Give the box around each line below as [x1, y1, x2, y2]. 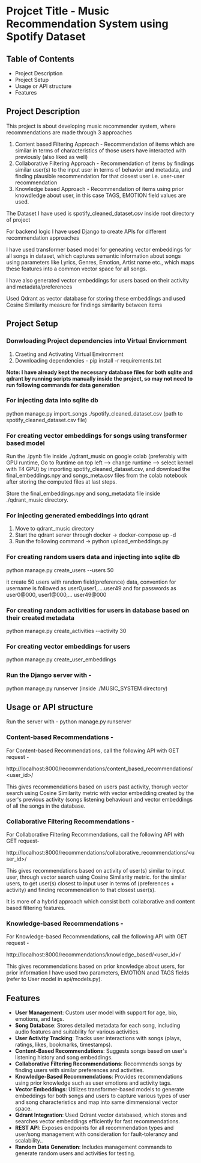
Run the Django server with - [6, 671, 92, 679]
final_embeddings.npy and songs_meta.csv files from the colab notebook [6, 472, 188, 479]
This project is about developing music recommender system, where [6, 122, 176, 129]
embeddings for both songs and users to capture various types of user [14, 1092, 191, 1100]
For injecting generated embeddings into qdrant [6, 511, 149, 520]
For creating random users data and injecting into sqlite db [6, 553, 181, 561]
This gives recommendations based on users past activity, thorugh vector [6, 783, 188, 790]
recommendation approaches [6, 234, 79, 242]
